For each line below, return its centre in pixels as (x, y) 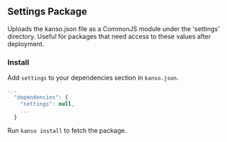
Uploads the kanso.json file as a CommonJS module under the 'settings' (113, 28)
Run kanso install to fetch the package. (67, 131)
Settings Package (47, 12)
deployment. (26, 44)
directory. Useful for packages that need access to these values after (109, 36)
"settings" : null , (47, 104)
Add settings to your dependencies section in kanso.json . (93, 78)
